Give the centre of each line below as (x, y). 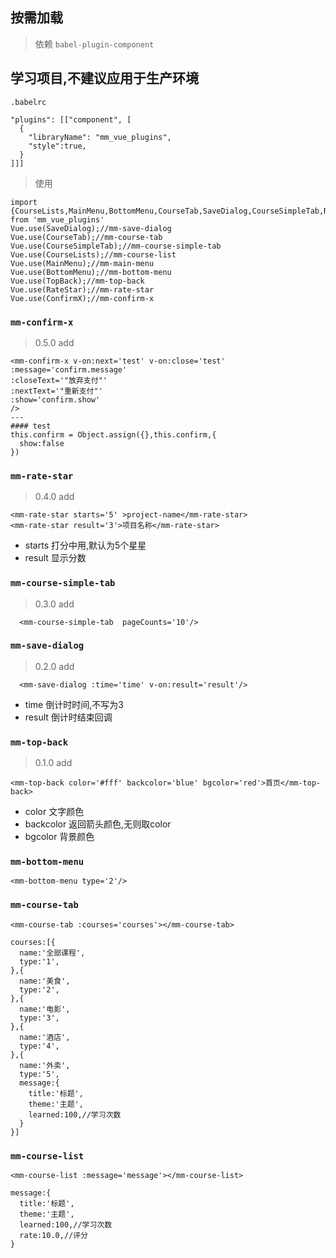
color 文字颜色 (54, 812)
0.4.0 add (54, 497)
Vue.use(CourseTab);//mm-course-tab (86, 237)
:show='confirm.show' (55, 399)
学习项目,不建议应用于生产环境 (105, 78)
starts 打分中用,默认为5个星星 (85, 545)
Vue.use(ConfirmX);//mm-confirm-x (82, 298)
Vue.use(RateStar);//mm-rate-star (82, 289)
